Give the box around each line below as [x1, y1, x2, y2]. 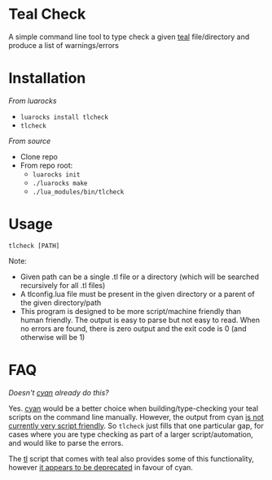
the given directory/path [20, 298, 102, 308]
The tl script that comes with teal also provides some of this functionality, [8, 453, 254, 464]
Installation [8, 69, 86, 88]
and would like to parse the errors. [8, 438, 124, 447]
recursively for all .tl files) [20, 280, 106, 290]
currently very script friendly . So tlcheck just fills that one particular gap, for [8, 421, 264, 430]
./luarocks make [32, 179, 88, 187]
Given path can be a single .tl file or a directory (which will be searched [20, 272, 259, 281]
